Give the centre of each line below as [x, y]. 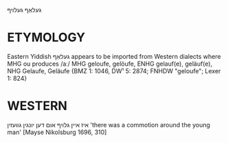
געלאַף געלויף [24, 10]
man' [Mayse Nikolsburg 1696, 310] [57, 132]
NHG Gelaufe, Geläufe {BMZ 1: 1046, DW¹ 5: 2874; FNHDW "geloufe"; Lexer [114, 70]
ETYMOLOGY [46, 38]
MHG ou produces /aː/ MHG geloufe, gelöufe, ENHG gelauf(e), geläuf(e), [110, 64]
